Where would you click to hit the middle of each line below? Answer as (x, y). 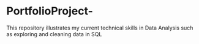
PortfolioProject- (50, 11)
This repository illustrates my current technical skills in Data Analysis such (100, 28)
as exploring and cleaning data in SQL (54, 34)
